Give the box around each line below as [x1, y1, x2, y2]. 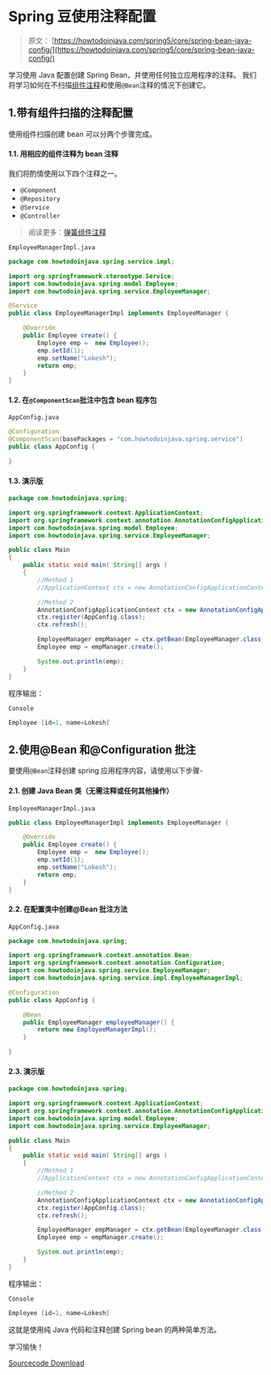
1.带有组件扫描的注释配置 [8, 106, 134, 120]
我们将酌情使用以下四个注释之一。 [8, 168, 122, 178]
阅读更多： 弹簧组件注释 [27, 227, 106, 237]
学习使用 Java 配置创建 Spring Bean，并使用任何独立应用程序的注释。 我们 [8, 70, 256, 79]
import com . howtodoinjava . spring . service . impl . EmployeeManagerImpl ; [8, 974, 244, 983]
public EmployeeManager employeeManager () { [23, 1018, 175, 1026]
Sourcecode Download [8, 1358, 85, 1368]
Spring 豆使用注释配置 [8, 7, 156, 26]
